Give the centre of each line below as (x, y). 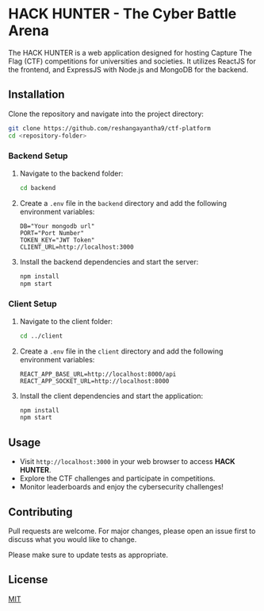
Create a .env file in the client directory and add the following (121, 351)
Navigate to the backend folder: (71, 173)
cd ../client (41, 336)
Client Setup (33, 304)
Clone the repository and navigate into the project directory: (106, 114)
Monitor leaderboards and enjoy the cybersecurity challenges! (122, 487)
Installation (36, 95)
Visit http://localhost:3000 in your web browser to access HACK (127, 462)
